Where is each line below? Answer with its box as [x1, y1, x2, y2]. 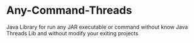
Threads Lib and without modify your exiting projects [6, 29, 138, 36]
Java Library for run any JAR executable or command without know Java [6, 23, 188, 30]
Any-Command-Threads [6, 4, 132, 17]
